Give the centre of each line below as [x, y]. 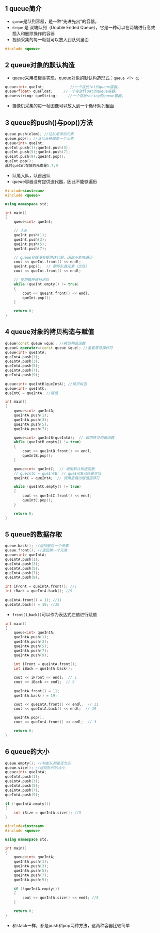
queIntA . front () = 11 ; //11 [33, 600]
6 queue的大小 [27, 752]
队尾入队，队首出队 [31, 175]
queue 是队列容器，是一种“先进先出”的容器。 [56, 21]
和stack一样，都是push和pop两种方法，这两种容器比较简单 [71, 925]
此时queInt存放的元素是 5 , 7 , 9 [32, 166]
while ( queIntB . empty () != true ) [48, 442]
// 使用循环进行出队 [32, 280]
